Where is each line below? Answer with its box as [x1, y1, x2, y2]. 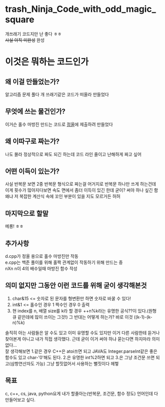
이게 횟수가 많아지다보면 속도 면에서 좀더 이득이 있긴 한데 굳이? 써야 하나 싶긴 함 [5, 187, 159, 193]
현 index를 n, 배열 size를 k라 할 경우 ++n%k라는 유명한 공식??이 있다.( [12, 308, 149, 314]
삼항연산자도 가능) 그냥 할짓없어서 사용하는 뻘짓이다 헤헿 [10, 361, 119, 366]
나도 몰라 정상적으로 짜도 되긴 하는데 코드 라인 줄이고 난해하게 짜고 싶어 [5, 151, 142, 157]
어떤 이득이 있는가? [5, 167, 60, 175]
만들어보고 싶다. [5, 397, 36, 403]
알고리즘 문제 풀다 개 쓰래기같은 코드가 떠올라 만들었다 [5, 91, 109, 97]
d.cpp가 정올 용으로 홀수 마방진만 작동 [5, 253, 79, 259]
